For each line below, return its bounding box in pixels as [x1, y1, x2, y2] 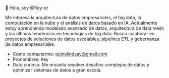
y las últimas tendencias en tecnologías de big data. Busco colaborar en [5, 31, 155, 36]
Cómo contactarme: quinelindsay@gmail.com [12, 51, 107, 57]
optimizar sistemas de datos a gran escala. [12, 67, 102, 73]
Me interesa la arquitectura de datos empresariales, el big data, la [5, 15, 141, 20]
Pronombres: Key [12, 56, 49, 62]
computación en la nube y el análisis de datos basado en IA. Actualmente [5, 20, 157, 26]
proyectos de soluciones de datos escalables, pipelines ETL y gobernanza [5, 36, 160, 42]
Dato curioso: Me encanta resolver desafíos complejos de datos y [12, 62, 150, 67]
